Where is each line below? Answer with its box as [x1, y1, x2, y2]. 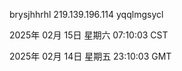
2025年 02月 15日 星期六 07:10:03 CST [9, 29, 169, 41]
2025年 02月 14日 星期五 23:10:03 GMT [9, 50, 172, 62]
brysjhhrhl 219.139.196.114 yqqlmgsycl [9, 9, 164, 20]
